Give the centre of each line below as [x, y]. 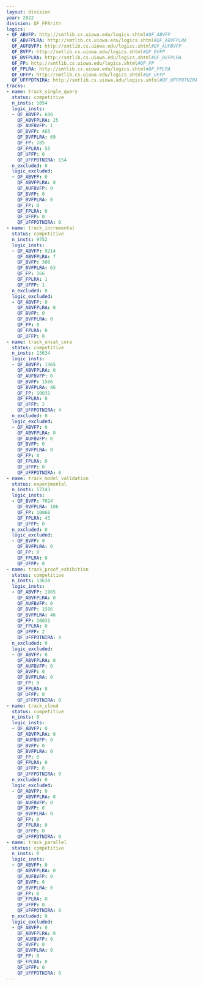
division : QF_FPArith [34, 23]
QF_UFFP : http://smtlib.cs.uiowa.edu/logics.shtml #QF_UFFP [89, 75]
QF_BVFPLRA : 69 [37, 137]
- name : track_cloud [33, 706]
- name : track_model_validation [47, 478]
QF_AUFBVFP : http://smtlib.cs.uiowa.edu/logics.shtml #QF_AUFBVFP [97, 46]
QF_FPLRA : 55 [34, 148]
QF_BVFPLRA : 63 [37, 268]
